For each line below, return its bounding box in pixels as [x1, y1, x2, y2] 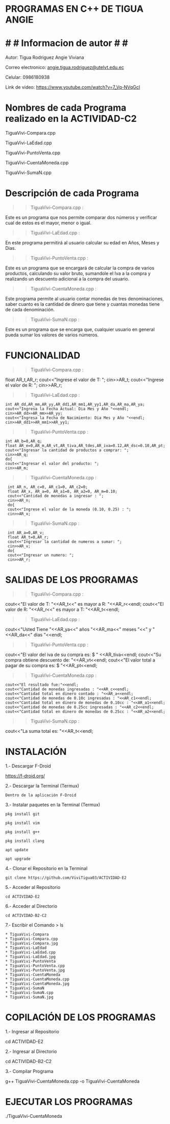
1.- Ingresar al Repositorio [5, 1028, 60, 1034]
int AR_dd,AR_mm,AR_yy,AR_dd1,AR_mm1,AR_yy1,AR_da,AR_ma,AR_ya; [5, 401, 145, 407]
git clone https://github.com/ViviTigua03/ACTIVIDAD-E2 [5, 875, 127, 880]
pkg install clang [5, 838, 44, 843]
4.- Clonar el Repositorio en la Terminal [5, 865, 88, 871]
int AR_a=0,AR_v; [7, 530, 44, 535]
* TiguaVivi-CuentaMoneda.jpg [5, 981, 70, 986]
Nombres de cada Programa [5, 102, 127, 114]
